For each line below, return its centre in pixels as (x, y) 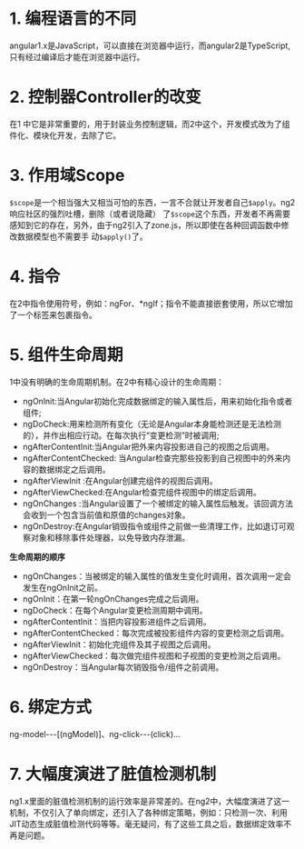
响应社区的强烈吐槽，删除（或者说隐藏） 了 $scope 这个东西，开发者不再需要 (150, 214)
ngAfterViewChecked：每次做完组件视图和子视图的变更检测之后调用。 (154, 655)
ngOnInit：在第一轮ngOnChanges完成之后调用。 (113, 599)
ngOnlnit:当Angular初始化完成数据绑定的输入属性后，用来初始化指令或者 (157, 401)
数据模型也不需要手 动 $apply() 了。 (82, 236)
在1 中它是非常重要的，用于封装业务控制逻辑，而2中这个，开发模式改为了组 (150, 124)
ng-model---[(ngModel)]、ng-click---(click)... (95, 734)
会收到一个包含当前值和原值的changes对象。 (106, 514)
